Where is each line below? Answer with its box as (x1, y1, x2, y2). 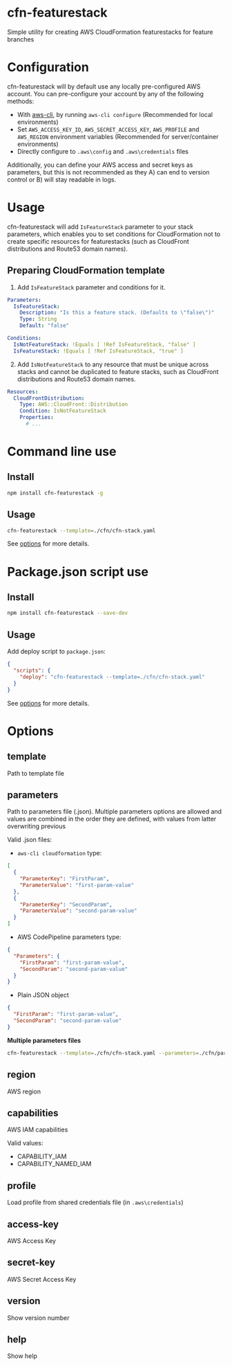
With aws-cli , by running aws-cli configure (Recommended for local (17, 110, 213, 118)
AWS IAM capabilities (7, 1125, 68, 1134)
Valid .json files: (7, 836, 52, 844)
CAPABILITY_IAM (17, 1152, 67, 1161)
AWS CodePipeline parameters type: (17, 933, 122, 941)
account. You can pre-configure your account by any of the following (7, 89, 204, 98)
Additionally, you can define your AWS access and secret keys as (7, 161, 193, 169)
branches (7, 35, 35, 43)
